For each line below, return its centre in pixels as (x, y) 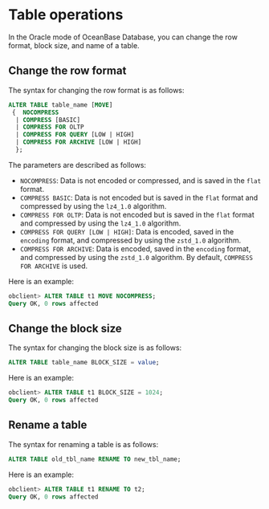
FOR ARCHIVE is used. (54, 266)
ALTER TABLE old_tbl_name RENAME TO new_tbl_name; (95, 459)
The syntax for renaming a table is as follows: (84, 444)
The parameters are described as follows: (77, 165)
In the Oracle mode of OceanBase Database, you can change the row (123, 37)
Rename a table (48, 425)
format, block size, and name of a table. (74, 45)
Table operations (66, 15)
